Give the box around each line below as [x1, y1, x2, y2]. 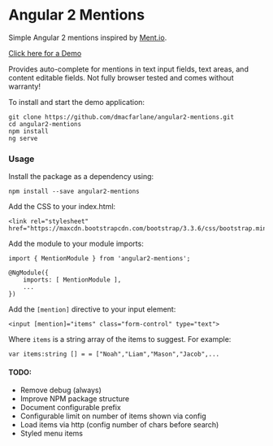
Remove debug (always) [19, 385, 102, 396]
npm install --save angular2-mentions [8, 187, 140, 196]
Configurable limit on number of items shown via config [19, 411, 207, 421]
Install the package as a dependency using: [8, 172, 154, 181]
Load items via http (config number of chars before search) [19, 420, 219, 430]
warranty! [8, 81, 41, 91]
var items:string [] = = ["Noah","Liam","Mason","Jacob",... [8, 350, 220, 359]
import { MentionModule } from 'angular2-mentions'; [8, 255, 191, 263]
